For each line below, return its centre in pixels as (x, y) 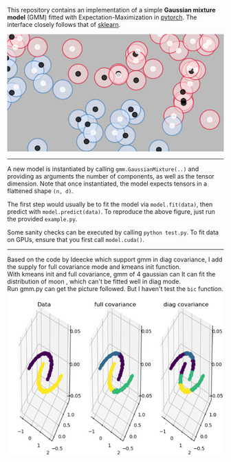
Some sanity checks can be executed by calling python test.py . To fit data (113, 232)
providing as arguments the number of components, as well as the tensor (111, 177)
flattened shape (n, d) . (40, 191)
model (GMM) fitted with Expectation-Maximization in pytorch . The (102, 17)
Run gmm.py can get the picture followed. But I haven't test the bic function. (115, 289)
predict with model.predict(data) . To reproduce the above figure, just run (111, 212)
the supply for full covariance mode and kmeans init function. (94, 267)
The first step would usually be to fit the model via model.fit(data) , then (110, 204)
